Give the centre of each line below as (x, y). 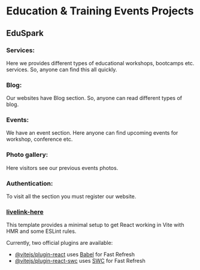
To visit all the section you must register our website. (71, 196)
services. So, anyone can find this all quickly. (62, 69)
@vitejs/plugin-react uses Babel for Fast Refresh (75, 254)
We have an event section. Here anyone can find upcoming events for (92, 133)
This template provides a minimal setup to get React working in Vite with (95, 225)
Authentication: (30, 183)
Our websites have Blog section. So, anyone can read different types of (94, 98)
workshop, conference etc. (40, 139)
